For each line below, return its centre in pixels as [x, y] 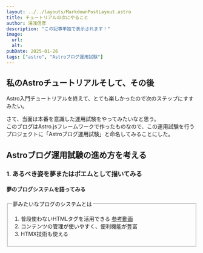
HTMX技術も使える [45, 234]
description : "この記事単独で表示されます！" [58, 29]
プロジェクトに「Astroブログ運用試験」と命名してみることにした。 [90, 134]
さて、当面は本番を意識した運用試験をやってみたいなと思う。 [83, 119]
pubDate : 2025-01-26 [32, 51]
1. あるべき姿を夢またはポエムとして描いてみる [74, 174]
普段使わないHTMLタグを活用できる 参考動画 [77, 218]
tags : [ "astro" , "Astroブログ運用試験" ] [55, 57]
